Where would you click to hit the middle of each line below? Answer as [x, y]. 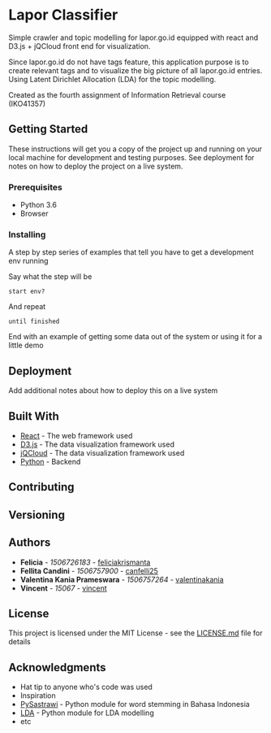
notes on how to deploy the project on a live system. [96, 166]
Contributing [41, 487]
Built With [34, 416]
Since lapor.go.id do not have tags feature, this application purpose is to [129, 62]
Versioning [37, 515]
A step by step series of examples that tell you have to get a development [131, 252]
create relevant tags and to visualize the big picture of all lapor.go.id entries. [135, 70]
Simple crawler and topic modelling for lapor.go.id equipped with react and [133, 37]
